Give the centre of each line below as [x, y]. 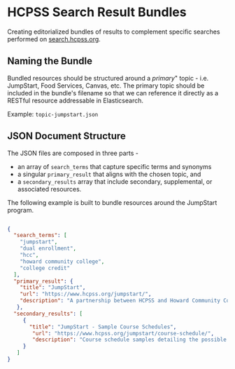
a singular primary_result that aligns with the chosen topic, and [109, 174]
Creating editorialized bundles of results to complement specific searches [114, 32]
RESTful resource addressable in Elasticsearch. [75, 100]
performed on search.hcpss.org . [54, 39]
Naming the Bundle [50, 61]
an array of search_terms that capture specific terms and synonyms [114, 166]
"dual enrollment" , [48, 249]
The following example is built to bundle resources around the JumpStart [112, 202]
